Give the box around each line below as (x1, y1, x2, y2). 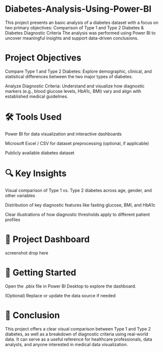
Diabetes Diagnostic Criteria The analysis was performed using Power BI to (5, 30, 156, 36)
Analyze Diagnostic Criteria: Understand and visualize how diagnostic (5, 83, 145, 89)
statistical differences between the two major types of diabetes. (5, 73, 133, 79)
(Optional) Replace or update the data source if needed (5, 292, 116, 298)
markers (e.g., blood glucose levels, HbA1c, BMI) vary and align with (5, 88, 142, 94)
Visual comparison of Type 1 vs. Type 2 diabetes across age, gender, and (5, 187, 152, 193)
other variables (5, 192, 36, 198)
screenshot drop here (5, 250, 49, 256)
